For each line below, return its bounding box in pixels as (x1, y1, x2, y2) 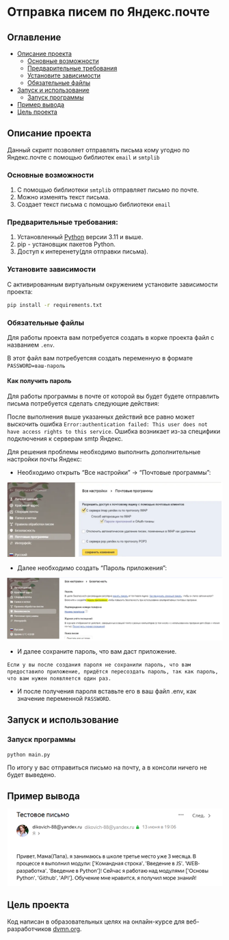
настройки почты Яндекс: (7, 455, 82, 463)
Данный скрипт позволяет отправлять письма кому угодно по (7, 145, 190, 154)
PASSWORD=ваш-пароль (7, 362, 66, 369)
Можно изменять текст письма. (16, 193, 111, 201)
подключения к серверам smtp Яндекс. (7, 434, 123, 443)
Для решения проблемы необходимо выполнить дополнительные (7, 448, 201, 456)
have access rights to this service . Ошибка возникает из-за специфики (7, 428, 221, 436)
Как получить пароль (7, 377, 72, 385)
